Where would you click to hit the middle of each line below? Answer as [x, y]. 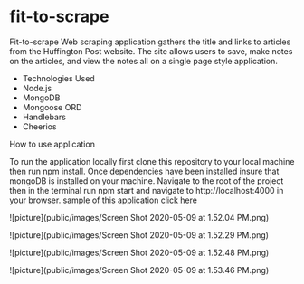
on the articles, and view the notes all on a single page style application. [144, 61]
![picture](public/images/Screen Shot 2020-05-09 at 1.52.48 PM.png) [139, 252]
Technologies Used [58, 78]
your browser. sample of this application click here [103, 200]
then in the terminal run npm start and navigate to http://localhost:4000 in [147, 190]
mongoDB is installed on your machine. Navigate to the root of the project [147, 180]
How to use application [52, 144]
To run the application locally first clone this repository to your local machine [152, 161]
